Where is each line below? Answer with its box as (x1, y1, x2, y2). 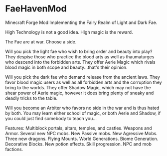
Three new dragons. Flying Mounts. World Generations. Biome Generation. (5, 136, 159, 142)
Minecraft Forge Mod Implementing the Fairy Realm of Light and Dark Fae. (5, 19, 158, 25)
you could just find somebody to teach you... (5, 115, 97, 121)
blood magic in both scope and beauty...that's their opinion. (5, 64, 128, 70)
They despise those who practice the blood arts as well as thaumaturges (5, 53, 155, 60)
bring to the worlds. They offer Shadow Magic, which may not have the (5, 84, 151, 90)
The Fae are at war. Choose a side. (5, 38, 77, 45)
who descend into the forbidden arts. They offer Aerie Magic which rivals (5, 59, 156, 65)
